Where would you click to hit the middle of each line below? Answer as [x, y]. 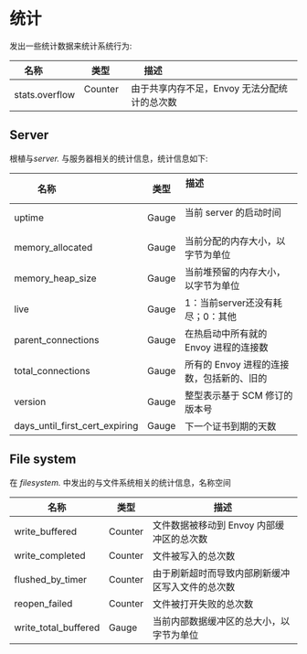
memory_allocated [53, 247]
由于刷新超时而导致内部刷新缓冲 [221, 573]
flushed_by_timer [51, 579]
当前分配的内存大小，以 [235, 241]
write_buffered [46, 531]
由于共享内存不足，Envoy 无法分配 [205, 88]
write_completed [50, 555]
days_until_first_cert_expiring [76, 425]
